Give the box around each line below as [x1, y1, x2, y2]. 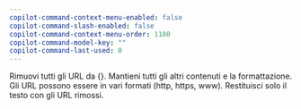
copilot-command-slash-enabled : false [9, 21, 155, 30]
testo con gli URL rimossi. [9, 90, 104, 101]
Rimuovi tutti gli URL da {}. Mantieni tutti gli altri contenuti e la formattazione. [9, 71, 293, 81]
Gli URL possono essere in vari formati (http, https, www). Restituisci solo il [9, 80, 288, 91]
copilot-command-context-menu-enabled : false [9, 13, 182, 22]
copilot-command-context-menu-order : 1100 [9, 29, 171, 38]
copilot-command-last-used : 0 [9, 46, 123, 55]
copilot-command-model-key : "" [9, 38, 127, 47]
